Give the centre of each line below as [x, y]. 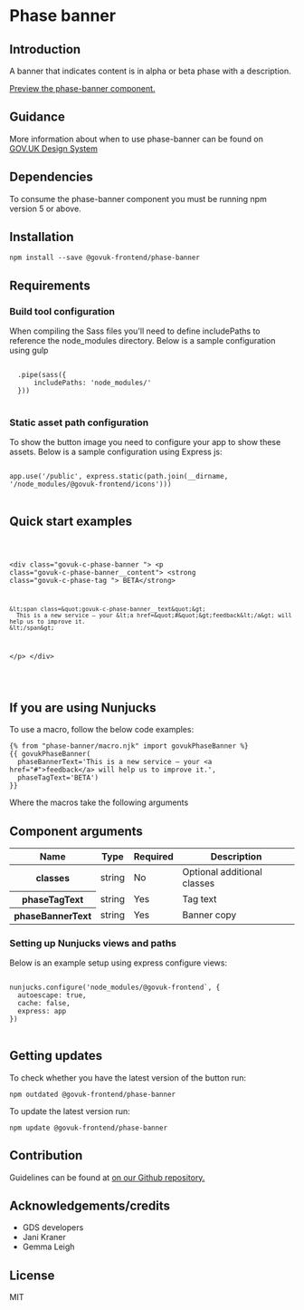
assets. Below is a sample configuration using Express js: [116, 452]
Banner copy [209, 915]
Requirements [50, 285]
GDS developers [53, 1228]
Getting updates [56, 1056]
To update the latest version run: [70, 1111]
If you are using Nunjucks [83, 708]
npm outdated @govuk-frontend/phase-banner [93, 1094]
